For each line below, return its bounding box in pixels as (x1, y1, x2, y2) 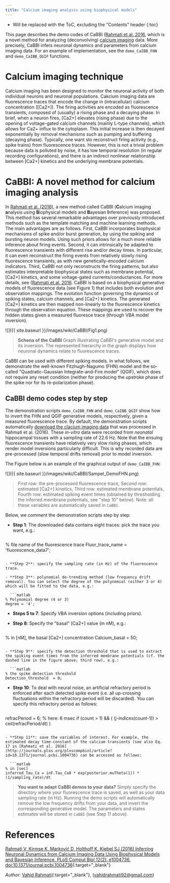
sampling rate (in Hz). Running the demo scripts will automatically (17, 795, 155, 801)
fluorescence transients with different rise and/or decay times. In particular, (5, 247, 163, 253)
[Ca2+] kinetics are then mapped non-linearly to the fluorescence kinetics (5, 301, 160, 307)
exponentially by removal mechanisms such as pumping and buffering (5, 131, 152, 137)
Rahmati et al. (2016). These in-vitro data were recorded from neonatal (5, 429, 153, 436)
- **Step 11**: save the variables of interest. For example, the (5, 735, 149, 740)
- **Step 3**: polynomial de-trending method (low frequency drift (5, 575, 151, 580)
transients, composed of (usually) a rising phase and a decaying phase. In (5, 109, 160, 115)
